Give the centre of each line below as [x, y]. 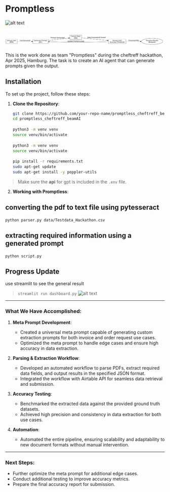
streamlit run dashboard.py [47, 294]
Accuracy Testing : [32, 394]
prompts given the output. [32, 66]
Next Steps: [20, 462]
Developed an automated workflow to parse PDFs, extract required [90, 368]
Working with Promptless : [40, 192]
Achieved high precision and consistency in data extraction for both [91, 414]
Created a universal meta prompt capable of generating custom [86, 332]
